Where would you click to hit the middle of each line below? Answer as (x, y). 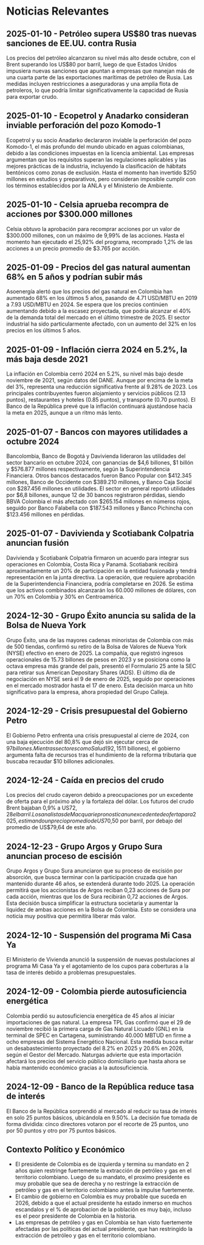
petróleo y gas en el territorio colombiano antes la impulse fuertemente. (105, 1190)
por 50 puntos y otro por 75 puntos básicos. (61, 1130)
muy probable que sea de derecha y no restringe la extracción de (97, 1183)
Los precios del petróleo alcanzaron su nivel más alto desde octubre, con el (101, 58)
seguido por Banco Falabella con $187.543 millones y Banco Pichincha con (100, 508)
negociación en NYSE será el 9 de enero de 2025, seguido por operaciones (101, 679)
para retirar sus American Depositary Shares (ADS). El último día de (91, 672)
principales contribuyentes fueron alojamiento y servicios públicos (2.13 (96, 393)
